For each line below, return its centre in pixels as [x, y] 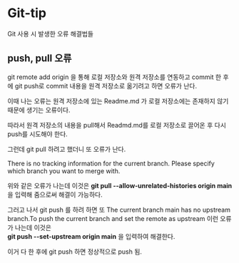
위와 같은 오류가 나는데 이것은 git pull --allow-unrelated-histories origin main [120, 185]
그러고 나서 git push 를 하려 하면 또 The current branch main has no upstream [119, 210]
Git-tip [27, 13]
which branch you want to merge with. [64, 171]
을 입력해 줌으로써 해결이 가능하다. [55, 195]
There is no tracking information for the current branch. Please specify [111, 163]
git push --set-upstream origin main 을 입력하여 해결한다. [91, 236]
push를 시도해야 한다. [37, 134]
